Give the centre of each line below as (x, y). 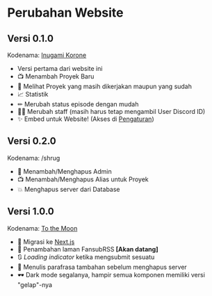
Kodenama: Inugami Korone (47, 55)
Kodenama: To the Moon (42, 228)
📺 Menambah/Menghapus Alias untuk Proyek (83, 179)
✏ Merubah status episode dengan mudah (78, 104)
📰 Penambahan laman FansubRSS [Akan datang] (88, 249)
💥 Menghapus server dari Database (68, 189)
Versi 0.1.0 (31, 39)
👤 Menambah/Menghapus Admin (65, 171)
